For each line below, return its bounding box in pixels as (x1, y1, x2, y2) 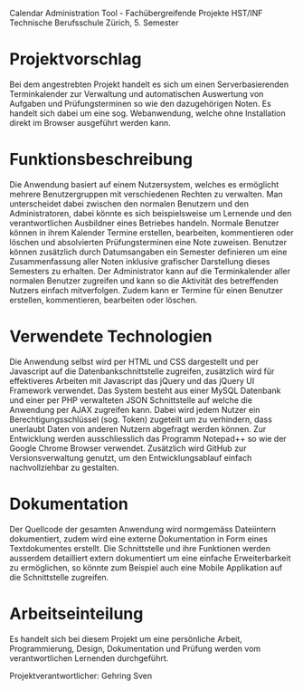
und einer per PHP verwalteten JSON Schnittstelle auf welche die (9, 394, 253, 406)
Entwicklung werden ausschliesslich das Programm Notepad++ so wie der (9, 433, 287, 444)
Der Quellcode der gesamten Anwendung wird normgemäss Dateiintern (9, 523, 277, 534)
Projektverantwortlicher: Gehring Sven (9, 670, 153, 681)
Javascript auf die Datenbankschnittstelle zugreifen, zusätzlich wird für (9, 366, 275, 377)
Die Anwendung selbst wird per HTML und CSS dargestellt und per (9, 356, 260, 367)
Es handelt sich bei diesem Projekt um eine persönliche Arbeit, (9, 633, 242, 644)
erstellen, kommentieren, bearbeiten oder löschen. (9, 294, 198, 305)
